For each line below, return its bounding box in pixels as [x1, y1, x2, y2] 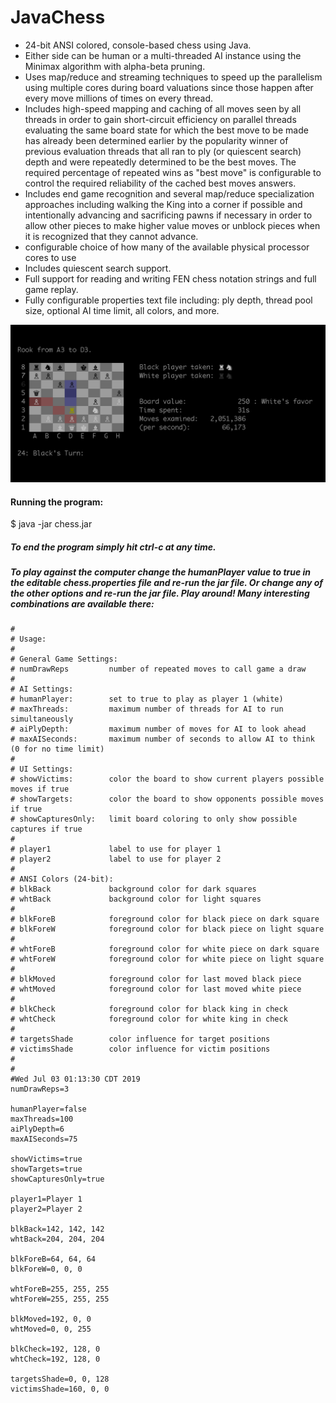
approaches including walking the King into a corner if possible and [24, 198, 303, 210]
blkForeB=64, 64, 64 [10, 1254, 97, 1265]
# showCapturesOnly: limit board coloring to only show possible [10, 814, 298, 825]
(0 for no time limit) [10, 744, 105, 755]
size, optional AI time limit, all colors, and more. [24, 304, 220, 316]
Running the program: [10, 496, 104, 508]
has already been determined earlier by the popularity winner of [24, 134, 289, 146]
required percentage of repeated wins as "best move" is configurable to [24, 166, 322, 178]
